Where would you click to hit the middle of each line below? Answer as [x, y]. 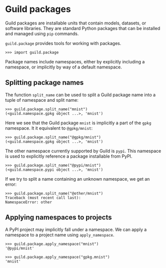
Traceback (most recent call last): [43, 198]
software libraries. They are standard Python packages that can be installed [83, 28]
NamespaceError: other [29, 202]
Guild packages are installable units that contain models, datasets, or [76, 23]
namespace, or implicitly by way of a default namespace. [64, 67]
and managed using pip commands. [42, 33]
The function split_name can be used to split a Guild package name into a [80, 95]
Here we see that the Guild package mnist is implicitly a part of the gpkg [78, 123]
